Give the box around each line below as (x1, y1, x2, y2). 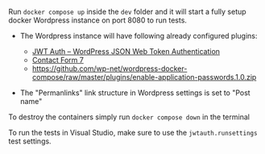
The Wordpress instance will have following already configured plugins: (19, 31, 258, 40)
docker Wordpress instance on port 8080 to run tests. (8, 15, 188, 25)
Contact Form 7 (31, 56, 85, 65)
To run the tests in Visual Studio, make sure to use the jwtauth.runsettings (8, 128, 258, 137)
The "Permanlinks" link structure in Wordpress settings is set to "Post (19, 88, 251, 98)
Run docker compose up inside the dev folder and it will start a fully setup (8, 7, 247, 16)
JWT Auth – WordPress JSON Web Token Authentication (31, 47, 220, 56)
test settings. (8, 136, 52, 146)
